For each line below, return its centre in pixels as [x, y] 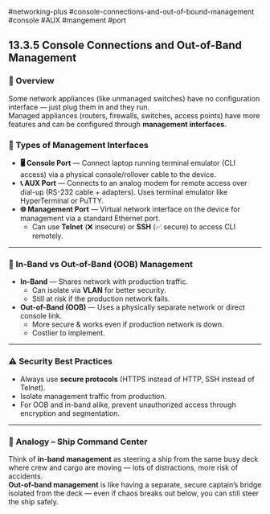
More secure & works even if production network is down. [128, 324]
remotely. [47, 236]
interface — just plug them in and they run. [79, 107]
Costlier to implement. [69, 333]
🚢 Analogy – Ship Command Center [78, 442]
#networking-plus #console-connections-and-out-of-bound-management [131, 12]
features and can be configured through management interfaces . [117, 124]
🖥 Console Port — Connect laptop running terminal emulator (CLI [127, 162]
